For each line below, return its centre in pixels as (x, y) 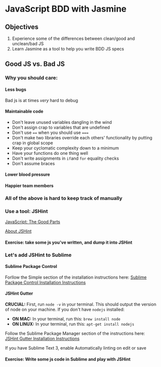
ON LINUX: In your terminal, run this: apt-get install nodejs (73, 324)
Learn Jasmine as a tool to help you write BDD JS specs (68, 49)
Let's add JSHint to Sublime (38, 255)
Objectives (22, 27)
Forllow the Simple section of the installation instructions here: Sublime (76, 277)
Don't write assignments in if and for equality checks (65, 158)
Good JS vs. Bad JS (35, 64)
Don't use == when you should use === (50, 133)
